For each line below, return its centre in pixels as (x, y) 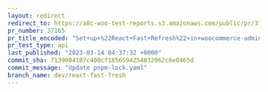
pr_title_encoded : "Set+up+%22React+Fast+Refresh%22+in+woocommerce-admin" (136, 38)
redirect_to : (29, 23)
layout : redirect (36, 16)
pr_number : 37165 (36, 30)
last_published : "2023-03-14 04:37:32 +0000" (84, 53)
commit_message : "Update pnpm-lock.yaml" (78, 68)
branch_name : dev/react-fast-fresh (67, 75)
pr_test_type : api (38, 46)
